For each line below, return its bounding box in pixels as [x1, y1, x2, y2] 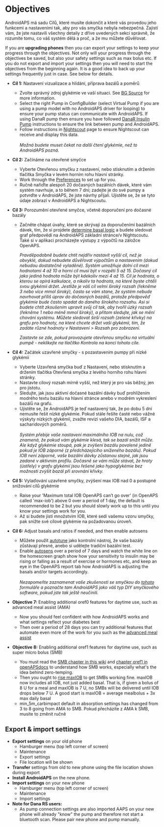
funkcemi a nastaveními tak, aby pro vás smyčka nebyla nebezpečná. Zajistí [5, 25, 158, 30]
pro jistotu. [19, 385, 42, 390]
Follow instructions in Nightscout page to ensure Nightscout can [19, 126, 149, 132]
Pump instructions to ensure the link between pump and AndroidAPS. [19, 121, 160, 127]
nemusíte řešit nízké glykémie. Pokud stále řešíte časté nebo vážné [19, 411, 155, 416]
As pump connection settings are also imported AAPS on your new [19, 806, 154, 812]
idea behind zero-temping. [19, 669, 73, 675]
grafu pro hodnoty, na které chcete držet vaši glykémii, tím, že [19, 320, 145, 326]
